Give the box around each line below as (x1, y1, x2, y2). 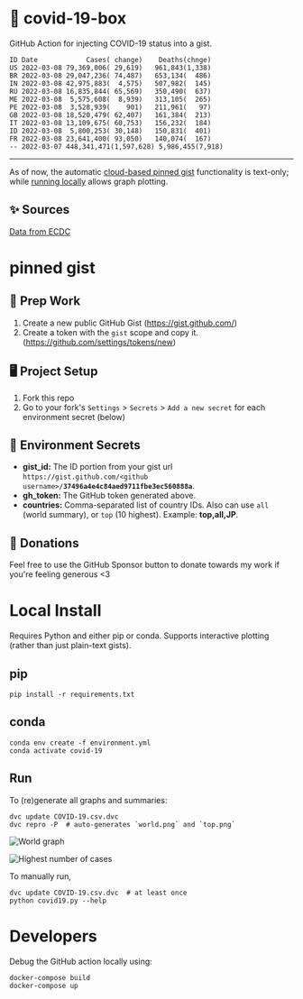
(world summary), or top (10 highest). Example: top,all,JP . (22, 509, 239, 520)
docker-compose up (9, 981, 78, 990)
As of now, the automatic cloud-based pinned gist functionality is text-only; (9, 166, 289, 177)
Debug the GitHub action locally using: (9, 956, 153, 967)
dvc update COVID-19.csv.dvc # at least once (9, 888, 188, 897)
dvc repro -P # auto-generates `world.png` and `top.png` (9, 820, 236, 829)
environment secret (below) (22, 411, 126, 422)
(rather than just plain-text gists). (9, 640, 132, 651)
